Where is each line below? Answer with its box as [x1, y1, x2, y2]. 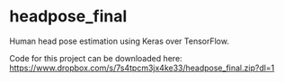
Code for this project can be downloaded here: [9, 53, 182, 63]
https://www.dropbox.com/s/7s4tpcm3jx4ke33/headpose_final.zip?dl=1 [9, 62, 275, 73]
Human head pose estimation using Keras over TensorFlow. [9, 36, 229, 46]
